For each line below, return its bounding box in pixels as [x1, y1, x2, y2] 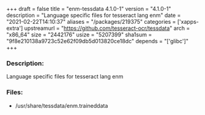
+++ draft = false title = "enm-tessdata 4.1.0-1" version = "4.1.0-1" [6, 5, 171, 12]
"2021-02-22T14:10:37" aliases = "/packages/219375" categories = [6, 18, 176, 25]
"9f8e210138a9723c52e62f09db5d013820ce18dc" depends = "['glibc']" [6, 38, 188, 44]
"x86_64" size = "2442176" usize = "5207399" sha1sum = [6, 31, 152, 38]
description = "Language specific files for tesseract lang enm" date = [6, 12, 181, 19]
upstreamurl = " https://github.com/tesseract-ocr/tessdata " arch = [24, 24, 190, 32]
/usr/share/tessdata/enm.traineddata [15, 102, 108, 109]
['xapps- [177, 18, 199, 25]
